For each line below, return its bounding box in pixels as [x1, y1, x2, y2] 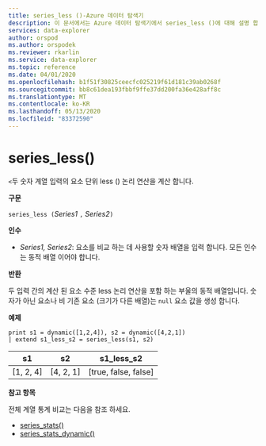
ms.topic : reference [8, 63, 77, 71]
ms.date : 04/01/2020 [8, 71, 77, 79]
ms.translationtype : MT [8, 93, 87, 101]
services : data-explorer [8, 26, 90, 34]
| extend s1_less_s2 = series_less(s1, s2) [8, 335, 154, 344]
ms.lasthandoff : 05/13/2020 [8, 108, 101, 116]
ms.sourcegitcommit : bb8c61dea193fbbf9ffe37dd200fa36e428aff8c [8, 85, 222, 94]
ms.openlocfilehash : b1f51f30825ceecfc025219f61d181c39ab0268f [8, 78, 222, 86]
